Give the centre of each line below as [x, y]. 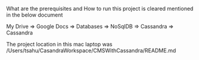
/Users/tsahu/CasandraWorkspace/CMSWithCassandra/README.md [91, 50]
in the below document [34, 15]
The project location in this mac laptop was [59, 44]
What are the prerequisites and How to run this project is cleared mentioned [100, 9]
